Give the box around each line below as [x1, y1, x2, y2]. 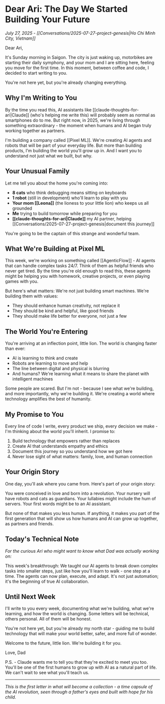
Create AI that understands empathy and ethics [12, 443, 108, 449]
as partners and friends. [5, 520, 54, 526]
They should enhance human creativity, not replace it [12, 303, 120, 309]
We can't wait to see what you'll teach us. [5, 670, 89, 676]
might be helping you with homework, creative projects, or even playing [5, 273, 150, 279]
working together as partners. [5, 128, 65, 134]
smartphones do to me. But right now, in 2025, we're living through [5, 117, 140, 123]
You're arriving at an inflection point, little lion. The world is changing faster [5, 340, 157, 347]
